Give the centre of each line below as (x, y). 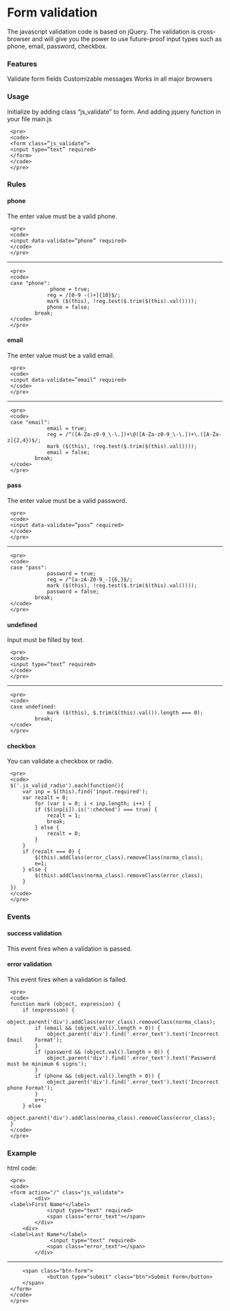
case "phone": (30, 283)
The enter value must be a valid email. (61, 355)
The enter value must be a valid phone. (62, 216)
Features (22, 64)
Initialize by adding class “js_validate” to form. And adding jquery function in (114, 112)
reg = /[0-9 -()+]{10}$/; (84, 295)
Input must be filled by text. (46, 640)
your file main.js (30, 119)
